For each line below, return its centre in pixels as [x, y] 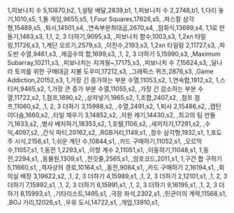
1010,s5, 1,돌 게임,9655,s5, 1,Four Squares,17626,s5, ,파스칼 [97, 19]
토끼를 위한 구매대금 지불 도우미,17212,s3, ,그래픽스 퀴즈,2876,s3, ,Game [114, 71]
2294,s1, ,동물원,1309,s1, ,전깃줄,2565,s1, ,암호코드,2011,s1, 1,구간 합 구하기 [118, 159]
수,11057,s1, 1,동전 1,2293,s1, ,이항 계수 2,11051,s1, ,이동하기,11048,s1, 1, [105, 150]
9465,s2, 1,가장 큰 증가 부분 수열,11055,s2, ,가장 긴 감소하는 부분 [108, 89]
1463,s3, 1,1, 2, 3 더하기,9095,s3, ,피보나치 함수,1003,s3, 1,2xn [107, 36]
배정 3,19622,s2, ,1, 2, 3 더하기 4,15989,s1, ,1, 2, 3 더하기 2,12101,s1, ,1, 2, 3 [124, 176]
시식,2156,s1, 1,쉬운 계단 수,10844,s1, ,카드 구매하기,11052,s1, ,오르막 [108, 141]
